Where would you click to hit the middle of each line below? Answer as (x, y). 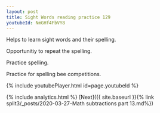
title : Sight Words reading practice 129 (59, 17)
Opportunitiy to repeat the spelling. (49, 51)
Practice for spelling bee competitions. (54, 74)
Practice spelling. (27, 62)
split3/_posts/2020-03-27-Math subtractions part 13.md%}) (80, 103)
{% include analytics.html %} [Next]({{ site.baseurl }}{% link (80, 97)
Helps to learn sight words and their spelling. (61, 40)
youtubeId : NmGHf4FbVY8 (36, 23)
